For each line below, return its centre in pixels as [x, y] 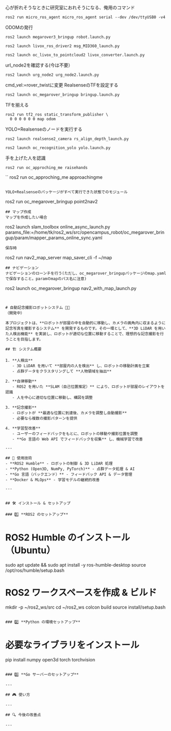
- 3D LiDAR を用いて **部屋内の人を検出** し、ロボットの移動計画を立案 [81, 366]
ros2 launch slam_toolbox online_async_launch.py [58, 227]
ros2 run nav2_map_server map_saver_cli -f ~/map [59, 257]
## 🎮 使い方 [18, 695]
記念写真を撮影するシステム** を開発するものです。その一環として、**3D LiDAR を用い [86, 328]
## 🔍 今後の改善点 [23, 715]
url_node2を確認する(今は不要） [39, 65]
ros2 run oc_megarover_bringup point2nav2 [52, 202]
